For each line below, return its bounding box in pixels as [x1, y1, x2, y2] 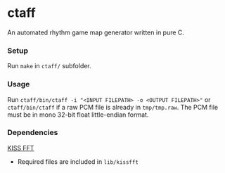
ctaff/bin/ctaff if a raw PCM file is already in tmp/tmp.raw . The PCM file [7, 103, 219, 111]
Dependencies [7, 128, 58, 138]
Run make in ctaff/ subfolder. [7, 62, 91, 70]
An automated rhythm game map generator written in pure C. [7, 28, 185, 37]
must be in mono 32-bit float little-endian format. [7, 110, 149, 119]
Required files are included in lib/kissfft [17, 157, 139, 166]
